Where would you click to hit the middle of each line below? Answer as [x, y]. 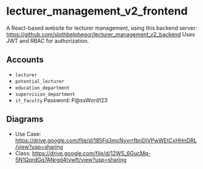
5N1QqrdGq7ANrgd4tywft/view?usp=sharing [71, 159]
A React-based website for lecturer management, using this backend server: [102, 28]
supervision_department [45, 94]
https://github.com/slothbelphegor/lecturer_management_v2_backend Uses [101, 34]
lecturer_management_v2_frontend [97, 11]
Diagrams [25, 119]
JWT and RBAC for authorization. [48, 41]
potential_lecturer [40, 81]
